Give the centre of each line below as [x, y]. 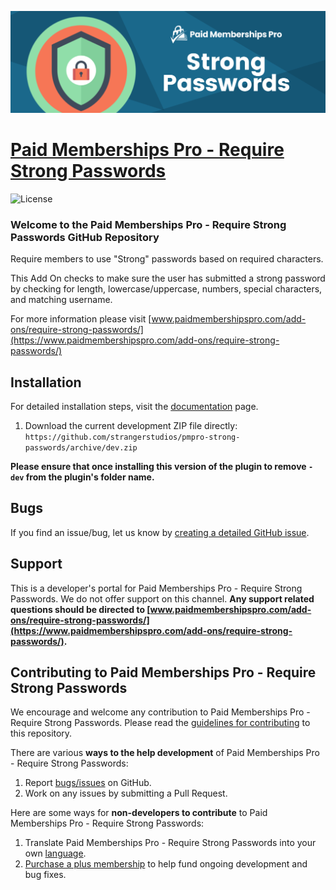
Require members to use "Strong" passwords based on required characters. [167, 259]
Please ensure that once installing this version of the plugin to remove [158, 466]
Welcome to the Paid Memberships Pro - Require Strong [148, 224]
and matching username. [61, 300]
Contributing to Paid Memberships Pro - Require [163, 672]
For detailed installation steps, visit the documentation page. [134, 406]
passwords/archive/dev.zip [81, 447]
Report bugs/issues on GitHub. [88, 783]
